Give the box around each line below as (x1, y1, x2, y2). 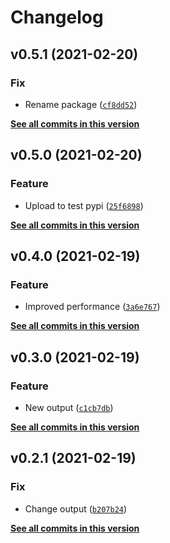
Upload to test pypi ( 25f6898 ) (24, 199, 144, 211)
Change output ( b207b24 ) (24, 502, 128, 515)
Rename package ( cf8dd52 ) (24, 98, 138, 110)
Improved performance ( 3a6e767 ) (24, 301, 161, 313)
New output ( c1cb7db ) (24, 401, 114, 413)
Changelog (10, 6, 104, 29)
